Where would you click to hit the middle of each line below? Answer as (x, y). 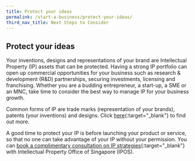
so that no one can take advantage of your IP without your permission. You (96, 139)
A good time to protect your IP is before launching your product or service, (96, 133)
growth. (16, 98)
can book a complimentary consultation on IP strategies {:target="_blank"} (95, 146)
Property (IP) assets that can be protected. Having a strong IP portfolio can (97, 67)
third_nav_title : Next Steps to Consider (58, 22)
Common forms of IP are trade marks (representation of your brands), (90, 109)
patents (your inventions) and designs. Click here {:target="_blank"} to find (96, 116)
